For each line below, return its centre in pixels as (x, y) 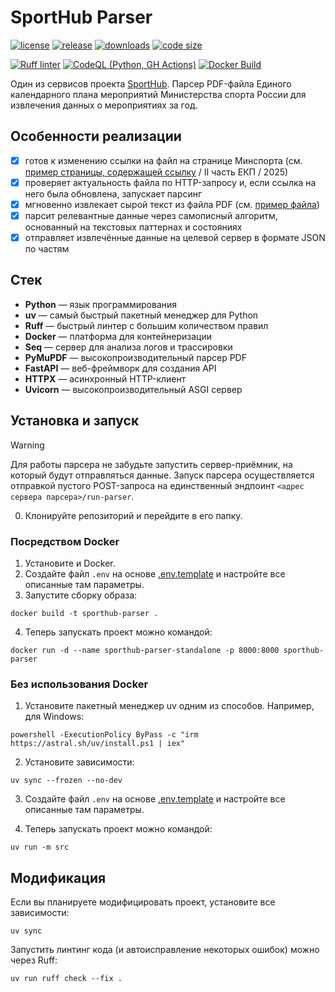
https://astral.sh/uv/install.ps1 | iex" (98, 744)
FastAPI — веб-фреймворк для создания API (120, 368)
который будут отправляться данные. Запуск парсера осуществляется (162, 475)
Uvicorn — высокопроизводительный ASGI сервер (133, 389)
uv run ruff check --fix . (66, 979)
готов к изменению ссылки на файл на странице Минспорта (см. (163, 160)
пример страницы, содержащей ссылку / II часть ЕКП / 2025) (156, 172)
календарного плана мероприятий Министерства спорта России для (158, 94)
